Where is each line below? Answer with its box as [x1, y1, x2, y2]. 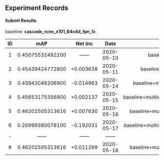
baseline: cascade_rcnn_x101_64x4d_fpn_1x [5, 28, 96, 34]
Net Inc [75, 40, 93, 47]
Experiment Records [5, 4, 68, 12]
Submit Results [5, 17, 37, 23]
